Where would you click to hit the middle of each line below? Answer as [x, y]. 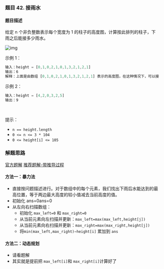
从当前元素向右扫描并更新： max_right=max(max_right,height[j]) [85, 225]
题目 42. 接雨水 [23, 7]
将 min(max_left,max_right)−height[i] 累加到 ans [69, 231]
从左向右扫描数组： [32, 207]
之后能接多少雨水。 [28, 38]
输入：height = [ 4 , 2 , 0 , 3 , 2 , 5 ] [35, 95]
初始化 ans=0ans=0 [32, 201]
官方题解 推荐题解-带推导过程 [35, 165]
